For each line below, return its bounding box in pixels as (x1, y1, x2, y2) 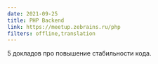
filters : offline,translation (7, 30, 96, 37)
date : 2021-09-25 (7, 10, 58, 18)
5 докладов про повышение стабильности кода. (7, 49, 152, 58)
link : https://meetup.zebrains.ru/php (7, 23, 121, 30)
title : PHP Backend (7, 17, 65, 24)
